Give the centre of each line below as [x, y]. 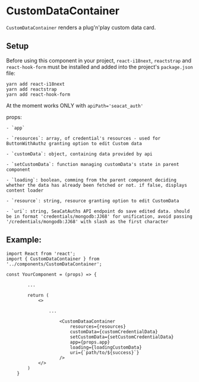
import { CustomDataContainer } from [53, 259]
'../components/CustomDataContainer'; [54, 264]
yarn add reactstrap [32, 89]
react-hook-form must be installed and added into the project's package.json [99, 67]
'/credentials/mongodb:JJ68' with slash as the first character [87, 221]
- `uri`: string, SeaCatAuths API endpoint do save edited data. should [98, 211]
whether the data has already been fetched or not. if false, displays [97, 185]
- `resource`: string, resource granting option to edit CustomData [93, 201]
